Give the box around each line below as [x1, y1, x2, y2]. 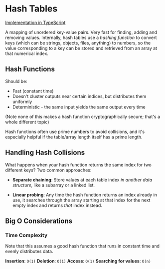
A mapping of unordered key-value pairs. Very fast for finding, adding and [5, 29, 158, 35]
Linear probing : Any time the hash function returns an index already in [12, 191, 158, 197]
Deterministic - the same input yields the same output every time [12, 103, 146, 110]
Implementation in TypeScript [5, 19, 66, 25]
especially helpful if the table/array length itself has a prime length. [5, 133, 143, 140]
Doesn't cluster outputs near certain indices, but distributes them [12, 93, 147, 99]
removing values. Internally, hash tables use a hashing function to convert [5, 34, 157, 40]
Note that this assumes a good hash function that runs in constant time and [5, 243, 160, 249]
